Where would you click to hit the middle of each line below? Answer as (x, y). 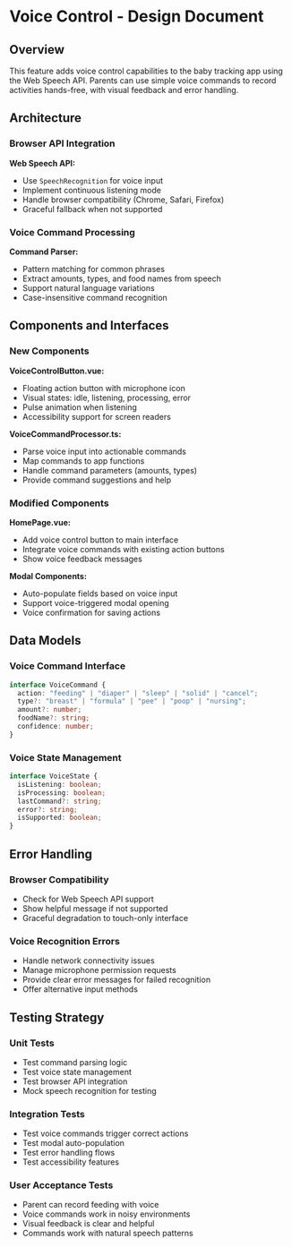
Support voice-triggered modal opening (96, 602)
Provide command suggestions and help (97, 480)
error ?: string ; (47, 809)
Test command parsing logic (75, 1062)
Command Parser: (44, 252)
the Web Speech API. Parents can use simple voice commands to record (143, 81)
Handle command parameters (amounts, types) (110, 470)
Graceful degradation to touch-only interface (105, 918)
